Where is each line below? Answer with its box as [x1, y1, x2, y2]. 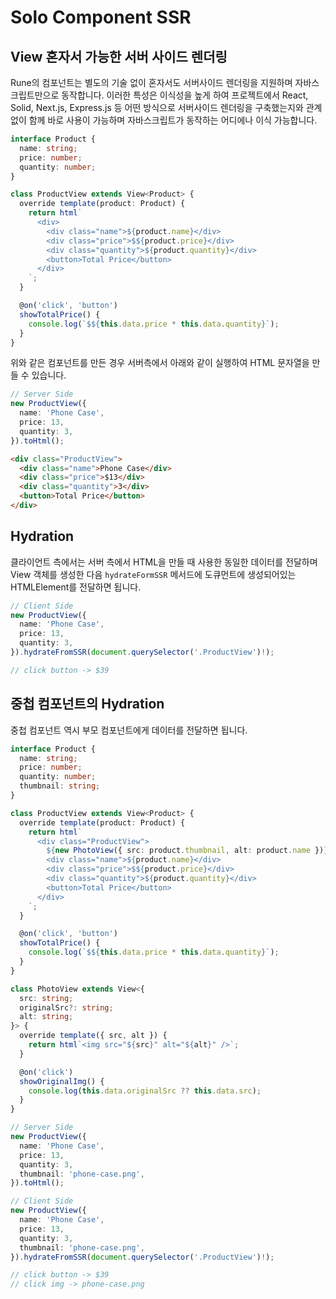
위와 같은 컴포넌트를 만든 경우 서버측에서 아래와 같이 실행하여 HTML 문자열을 [10, 357, 310, 369]
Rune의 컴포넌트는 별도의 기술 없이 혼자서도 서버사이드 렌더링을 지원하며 [10, 77, 293, 88]
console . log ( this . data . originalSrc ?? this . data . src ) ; [28, 1086, 262, 1096]
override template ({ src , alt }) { [19, 1031, 168, 1041]
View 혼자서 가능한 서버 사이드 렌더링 [10, 48, 228, 65]
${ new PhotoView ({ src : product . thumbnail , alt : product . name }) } [46, 846, 329, 856]
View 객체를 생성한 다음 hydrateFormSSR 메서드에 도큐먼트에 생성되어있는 [10, 568, 297, 580]
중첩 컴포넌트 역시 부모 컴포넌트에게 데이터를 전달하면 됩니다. [10, 724, 248, 736]
